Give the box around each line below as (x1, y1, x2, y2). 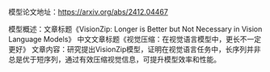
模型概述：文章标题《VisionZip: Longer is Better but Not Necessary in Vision (8, 24, 263, 34)
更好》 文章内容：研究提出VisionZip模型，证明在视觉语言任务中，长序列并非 (8, 44, 261, 54)
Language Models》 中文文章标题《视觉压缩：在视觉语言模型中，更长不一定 (8, 35, 261, 44)
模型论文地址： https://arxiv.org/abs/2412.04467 (8, 7, 168, 16)
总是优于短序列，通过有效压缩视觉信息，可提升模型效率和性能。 (8, 55, 221, 64)
